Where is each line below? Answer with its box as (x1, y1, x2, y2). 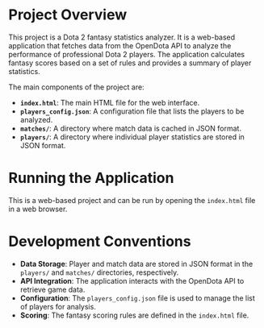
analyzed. (19, 114, 53, 124)
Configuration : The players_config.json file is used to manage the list (19, 293, 256, 303)
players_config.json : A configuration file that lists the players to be (19, 106, 245, 116)
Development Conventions (8, 232, 191, 251)
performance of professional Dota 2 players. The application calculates (8, 49, 245, 59)
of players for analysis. (19, 301, 97, 311)
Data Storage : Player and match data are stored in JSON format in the (19, 259, 254, 268)
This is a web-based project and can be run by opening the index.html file (8, 195, 256, 205)
